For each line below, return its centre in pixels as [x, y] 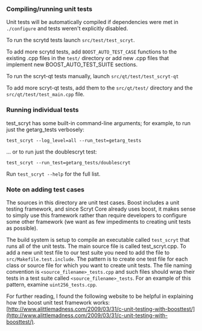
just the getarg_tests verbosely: [45, 129]
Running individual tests [43, 110]
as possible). [22, 228]
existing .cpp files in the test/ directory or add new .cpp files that [88, 58]
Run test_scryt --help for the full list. [53, 174]
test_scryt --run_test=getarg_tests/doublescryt [68, 162]
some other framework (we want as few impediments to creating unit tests [99, 221]
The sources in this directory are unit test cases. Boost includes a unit [93, 202]
